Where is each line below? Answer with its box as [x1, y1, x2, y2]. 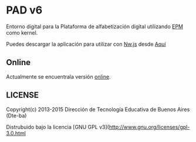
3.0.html [6, 130, 26, 137]
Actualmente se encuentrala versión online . [6, 73, 111, 80]
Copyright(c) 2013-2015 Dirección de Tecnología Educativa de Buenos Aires [6, 106, 190, 113]
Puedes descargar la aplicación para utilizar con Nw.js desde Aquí [6, 40, 166, 48]
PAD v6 [6, 4, 43, 17]
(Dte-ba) [6, 112, 27, 119]
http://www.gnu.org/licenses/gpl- [109, 123, 190, 130]
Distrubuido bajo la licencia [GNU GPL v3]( [6, 123, 110, 130]
